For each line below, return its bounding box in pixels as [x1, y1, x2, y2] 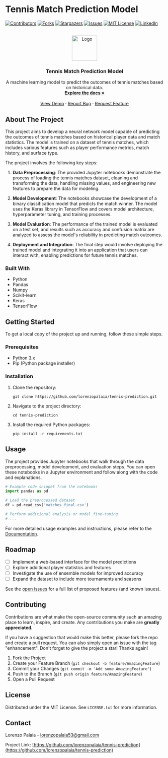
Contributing [5, 600, 46, 609]
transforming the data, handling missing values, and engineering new [12, 180, 156, 186]
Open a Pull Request [12, 676, 55, 682]
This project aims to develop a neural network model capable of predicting [5, 128, 160, 134]
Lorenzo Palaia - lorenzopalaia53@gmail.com [5, 732, 100, 738]
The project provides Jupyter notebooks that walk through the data [5, 458, 144, 464]
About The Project [5, 115, 64, 124]
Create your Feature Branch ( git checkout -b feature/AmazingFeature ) [12, 660, 160, 666]
